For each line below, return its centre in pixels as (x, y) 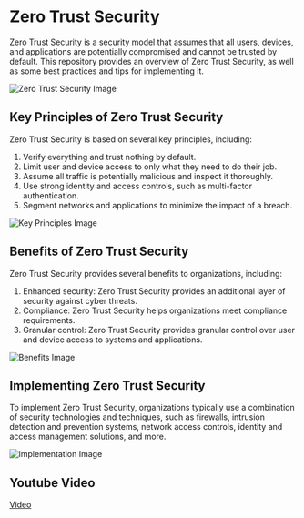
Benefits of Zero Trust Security (99, 252)
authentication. (51, 195)
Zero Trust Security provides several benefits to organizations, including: (146, 273)
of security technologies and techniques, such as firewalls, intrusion (137, 417)
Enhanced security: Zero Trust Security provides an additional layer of (154, 291)
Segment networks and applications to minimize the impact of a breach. (157, 205)
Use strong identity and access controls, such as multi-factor (137, 186)
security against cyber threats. (80, 300)
